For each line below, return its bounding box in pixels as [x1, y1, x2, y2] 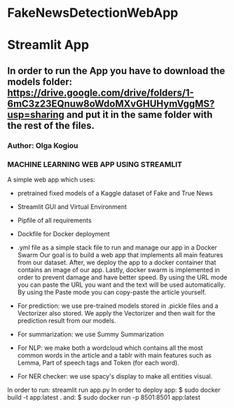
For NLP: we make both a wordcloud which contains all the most [17, 344, 203, 352]
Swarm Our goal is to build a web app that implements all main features [17, 250, 223, 259]
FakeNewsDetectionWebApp [7, 5, 179, 21]
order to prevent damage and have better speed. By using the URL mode [17, 273, 228, 281]
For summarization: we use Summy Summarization [17, 329, 165, 338]
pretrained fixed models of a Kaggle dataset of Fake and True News [17, 189, 214, 197]
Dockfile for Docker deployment [17, 229, 110, 238]
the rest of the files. [7, 119, 95, 131]
